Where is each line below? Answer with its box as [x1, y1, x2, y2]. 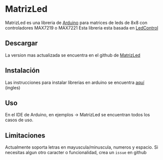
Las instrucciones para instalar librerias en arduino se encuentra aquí [5, 80, 144, 85]
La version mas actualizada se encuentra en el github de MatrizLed [5, 52, 140, 58]
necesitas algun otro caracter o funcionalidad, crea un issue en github [5, 150, 147, 156]
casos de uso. [5, 117, 33, 123]
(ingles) [5, 84, 21, 90]
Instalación [5, 66, 40, 75]
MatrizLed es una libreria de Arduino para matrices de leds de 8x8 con [5, 20, 148, 26]
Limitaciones [5, 131, 46, 139]
